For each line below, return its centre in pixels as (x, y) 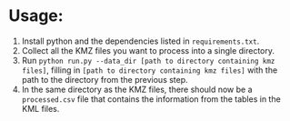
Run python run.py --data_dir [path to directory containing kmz (148, 60)
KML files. (40, 108)
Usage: (36, 16)
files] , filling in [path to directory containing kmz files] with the (150, 70)
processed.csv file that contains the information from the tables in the (151, 99)
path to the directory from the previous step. (105, 79)
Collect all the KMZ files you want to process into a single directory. (148, 50)
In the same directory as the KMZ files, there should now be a (137, 89)
